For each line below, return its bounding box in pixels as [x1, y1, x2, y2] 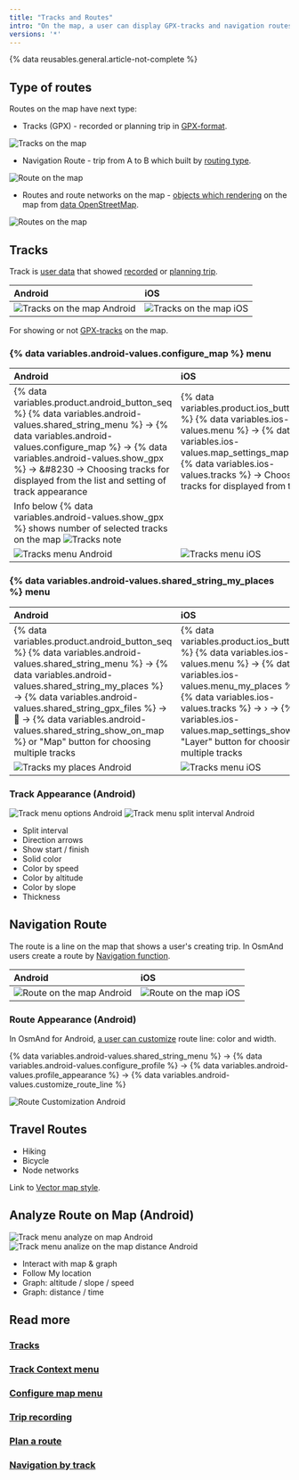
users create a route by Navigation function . [9, 950, 171, 961]
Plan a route [9, 1435, 62, 1447]
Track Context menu [9, 1362, 100, 1375]
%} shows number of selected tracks [13, 522, 168, 535]
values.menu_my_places [181, 679, 283, 691]
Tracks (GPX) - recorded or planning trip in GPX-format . [21, 121, 228, 132]
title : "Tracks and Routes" [9, 12, 114, 22]
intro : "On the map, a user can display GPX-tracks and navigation [9, 21, 265, 30]
